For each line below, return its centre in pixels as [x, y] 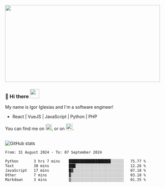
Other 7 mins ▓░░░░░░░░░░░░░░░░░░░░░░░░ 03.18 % [76, 175]
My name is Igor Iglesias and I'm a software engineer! [59, 107]
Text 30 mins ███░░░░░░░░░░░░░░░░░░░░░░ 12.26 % [76, 166]
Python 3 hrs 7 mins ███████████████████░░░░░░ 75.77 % [76, 161]
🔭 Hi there [17, 96]
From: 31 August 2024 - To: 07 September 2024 [54, 153]
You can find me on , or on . [40, 129]
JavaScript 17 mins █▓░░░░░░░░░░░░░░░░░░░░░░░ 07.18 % [76, 170]
